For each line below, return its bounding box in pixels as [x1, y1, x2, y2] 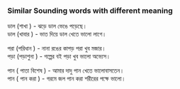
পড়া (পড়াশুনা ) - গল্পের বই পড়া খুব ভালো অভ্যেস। [7, 52, 111, 61]
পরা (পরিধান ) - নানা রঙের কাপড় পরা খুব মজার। [7, 44, 106, 53]
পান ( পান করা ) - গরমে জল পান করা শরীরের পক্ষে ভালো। [7, 74, 126, 83]
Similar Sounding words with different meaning [7, 6, 173, 16]
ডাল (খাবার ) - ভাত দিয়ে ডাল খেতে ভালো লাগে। [7, 30, 107, 38]
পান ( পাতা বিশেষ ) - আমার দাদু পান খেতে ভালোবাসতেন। [7, 66, 125, 75]
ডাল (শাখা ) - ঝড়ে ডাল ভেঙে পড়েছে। [7, 22, 87, 31]
